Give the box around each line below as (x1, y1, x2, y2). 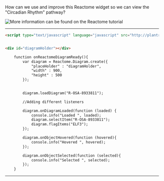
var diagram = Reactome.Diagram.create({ (22, 59, 108, 64)
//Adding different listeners (22, 100, 84, 104)
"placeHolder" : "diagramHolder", (31, 63, 102, 69)
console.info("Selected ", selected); (31, 158, 110, 162)
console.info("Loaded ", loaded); (31, 113, 102, 118)
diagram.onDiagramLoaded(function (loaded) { (22, 108, 117, 113)
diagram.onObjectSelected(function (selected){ (22, 153, 121, 158)
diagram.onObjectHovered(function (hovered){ (22, 135, 117, 140)
